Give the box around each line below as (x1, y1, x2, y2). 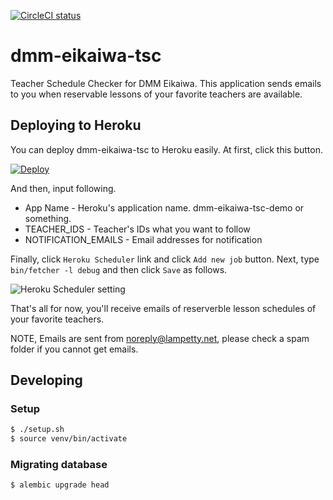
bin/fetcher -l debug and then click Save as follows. (10, 263, 228, 275)
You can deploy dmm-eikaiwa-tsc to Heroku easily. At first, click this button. (10, 143, 323, 155)
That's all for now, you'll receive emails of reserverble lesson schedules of (10, 302, 317, 314)
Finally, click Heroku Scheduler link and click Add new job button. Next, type (10, 253, 320, 265)
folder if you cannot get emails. (10, 343, 139, 355)
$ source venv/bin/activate (10, 434, 128, 444)
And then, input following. (10, 182, 117, 194)
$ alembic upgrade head (10, 480, 110, 490)
